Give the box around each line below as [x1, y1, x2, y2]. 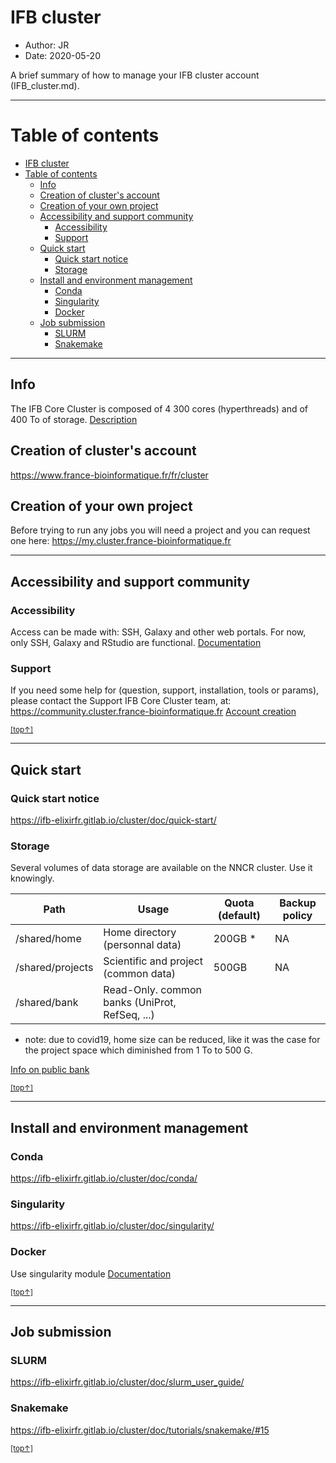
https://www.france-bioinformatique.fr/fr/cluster [10, 469, 209, 481]
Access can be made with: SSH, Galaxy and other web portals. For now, [10, 626, 307, 638]
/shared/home [15, 932, 82, 946]
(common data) [103, 967, 177, 981]
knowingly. [10, 872, 55, 885]
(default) [217, 909, 261, 923]
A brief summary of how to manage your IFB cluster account [10, 69, 260, 81]
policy [282, 909, 313, 923]
